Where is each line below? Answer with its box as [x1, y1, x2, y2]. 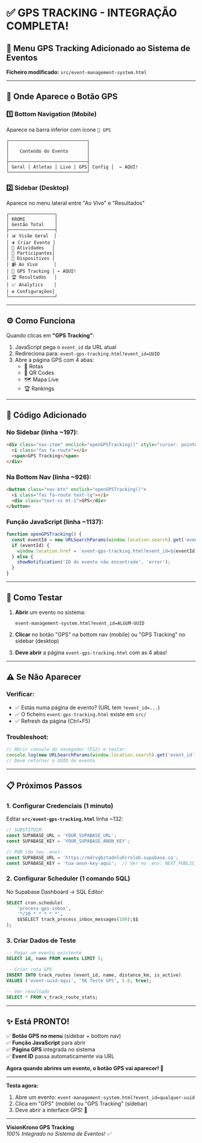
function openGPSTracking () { [6, 531, 82, 537]
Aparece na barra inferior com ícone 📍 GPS [6, 126, 111, 133]
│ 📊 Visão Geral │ [6, 232, 57, 239]
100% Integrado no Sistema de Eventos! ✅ [6, 1130, 112, 1138]
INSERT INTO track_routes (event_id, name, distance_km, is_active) [6, 972, 182, 978]
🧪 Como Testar [6, 593, 63, 603]
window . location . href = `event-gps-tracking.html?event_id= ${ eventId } [17, 548, 198, 554]
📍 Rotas [23, 362, 43, 370]
